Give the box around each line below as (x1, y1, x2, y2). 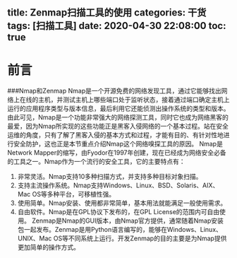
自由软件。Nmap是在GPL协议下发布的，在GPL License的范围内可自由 (17, 208, 220, 216)
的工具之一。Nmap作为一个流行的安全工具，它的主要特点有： (7, 158, 186, 166)
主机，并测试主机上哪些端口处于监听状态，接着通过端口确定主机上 (37, 95, 230, 104)
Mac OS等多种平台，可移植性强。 (17, 190, 115, 199)
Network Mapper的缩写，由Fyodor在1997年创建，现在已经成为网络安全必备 (7, 148, 227, 157)
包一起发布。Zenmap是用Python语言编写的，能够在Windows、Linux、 (17, 225, 222, 234)
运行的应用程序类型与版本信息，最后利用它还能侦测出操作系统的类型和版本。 (7, 105, 230, 113)
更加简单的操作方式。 (17, 243, 80, 252)
